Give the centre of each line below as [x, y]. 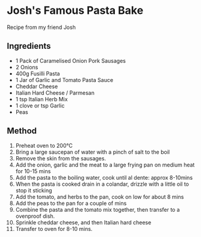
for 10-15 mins [33, 171]
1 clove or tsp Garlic [40, 106]
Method [22, 131]
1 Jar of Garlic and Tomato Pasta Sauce [64, 80]
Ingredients [29, 46]
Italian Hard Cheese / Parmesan [55, 93]
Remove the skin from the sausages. [61, 158]
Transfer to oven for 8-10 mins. [54, 229]
